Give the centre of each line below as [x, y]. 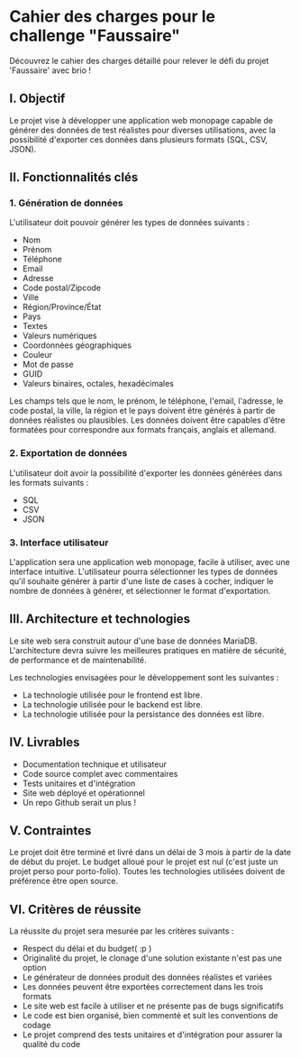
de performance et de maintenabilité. [78, 660]
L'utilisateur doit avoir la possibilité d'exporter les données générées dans [146, 473]
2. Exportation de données [68, 453]
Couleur [37, 355]
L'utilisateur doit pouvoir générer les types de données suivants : [129, 223]
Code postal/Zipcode [62, 288]
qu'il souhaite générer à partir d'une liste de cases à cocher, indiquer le [141, 581]
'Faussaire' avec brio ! [50, 70]
